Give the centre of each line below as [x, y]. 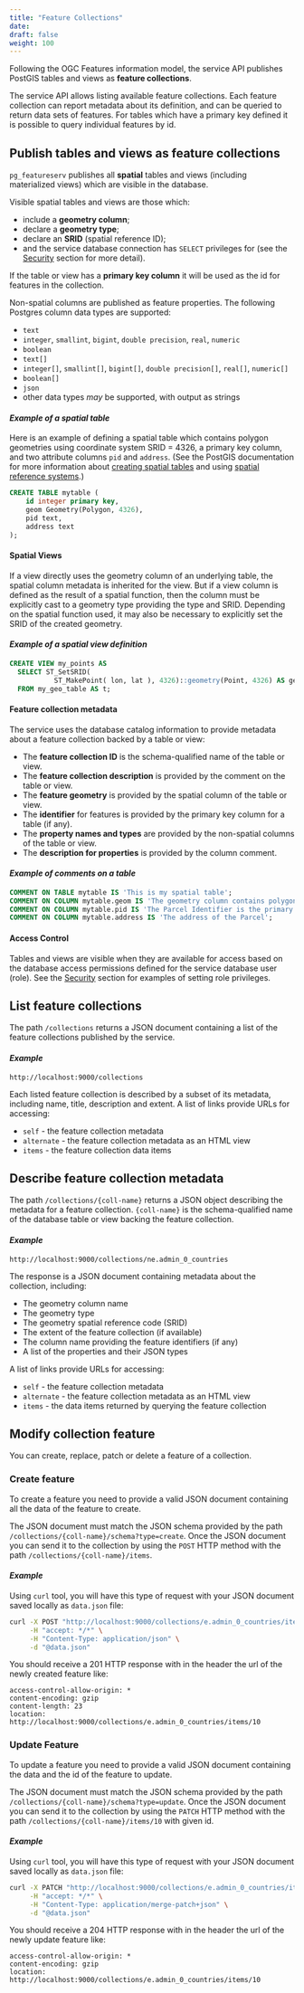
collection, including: [48, 1286]
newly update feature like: [58, 1940]
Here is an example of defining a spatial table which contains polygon [139, 438]
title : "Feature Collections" [66, 18]
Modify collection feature [82, 1433]
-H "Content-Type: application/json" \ [104, 1638]
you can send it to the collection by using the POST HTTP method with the [146, 1545]
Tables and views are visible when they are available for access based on [146, 958]
